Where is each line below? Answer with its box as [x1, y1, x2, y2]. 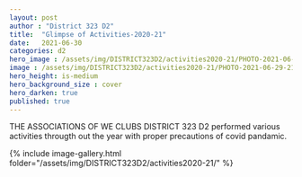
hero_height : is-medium [9, 72, 99, 81]
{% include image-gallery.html [9, 148, 122, 159]
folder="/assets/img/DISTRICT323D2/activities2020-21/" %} [9, 158, 234, 169]
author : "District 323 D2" [9, 22, 115, 31]
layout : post [9, 13, 58, 22]
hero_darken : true [9, 88, 78, 97]
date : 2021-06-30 [9, 38, 83, 48]
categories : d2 [9, 47, 67, 56]
